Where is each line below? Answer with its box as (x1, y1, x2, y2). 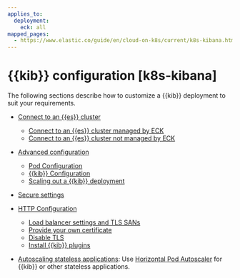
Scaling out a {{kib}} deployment (28, 177, 125, 185)
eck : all (20, 24, 46, 31)
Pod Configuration (28, 162, 83, 170)
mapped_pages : (7, 30, 50, 38)
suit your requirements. (7, 99, 76, 108)
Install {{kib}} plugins (28, 241, 91, 249)
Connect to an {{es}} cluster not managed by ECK (28, 134, 176, 143)
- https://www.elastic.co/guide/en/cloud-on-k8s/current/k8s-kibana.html (14, 37, 238, 44)
